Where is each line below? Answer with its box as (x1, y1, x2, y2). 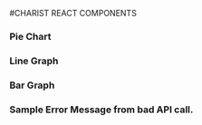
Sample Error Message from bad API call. (9, 103, 194, 116)
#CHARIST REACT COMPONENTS (9, 8, 138, 18)
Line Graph (9, 54, 59, 67)
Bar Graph (9, 79, 55, 91)
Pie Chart (9, 30, 52, 43)
